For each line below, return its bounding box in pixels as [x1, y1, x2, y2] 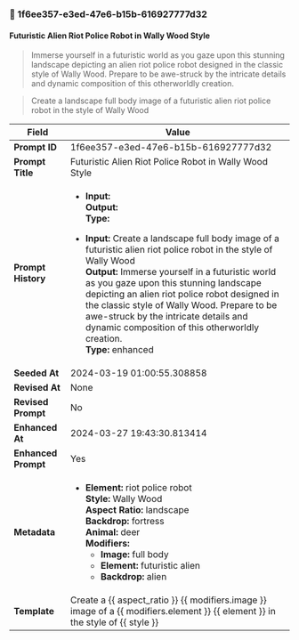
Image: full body [101, 548, 169, 561]
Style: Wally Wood [85, 493, 163, 506]
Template [13, 605, 55, 618]
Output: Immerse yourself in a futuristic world [85, 266, 277, 279]
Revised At [13, 382, 61, 394]
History [13, 272, 46, 285]
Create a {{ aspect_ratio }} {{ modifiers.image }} [69, 594, 267, 606]
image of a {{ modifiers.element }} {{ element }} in [69, 605, 276, 618]
